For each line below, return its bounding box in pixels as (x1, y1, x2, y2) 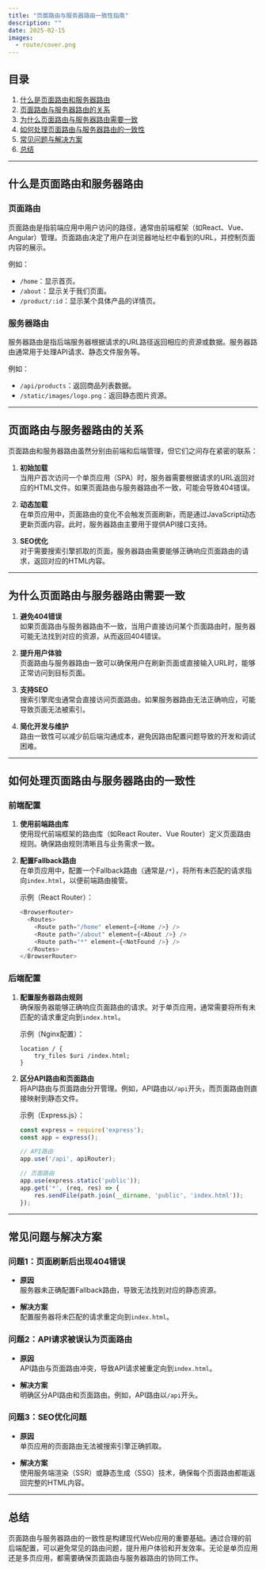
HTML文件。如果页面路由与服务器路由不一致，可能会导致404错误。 (33, 483, 255, 492)
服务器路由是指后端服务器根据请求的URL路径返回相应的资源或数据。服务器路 (8, 337, 258, 346)
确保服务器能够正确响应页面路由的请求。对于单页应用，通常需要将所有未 (19, 1002, 256, 1011)
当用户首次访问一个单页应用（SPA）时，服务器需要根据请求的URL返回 (19, 472, 248, 482)
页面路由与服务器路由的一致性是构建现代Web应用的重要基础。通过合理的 (8, 1533, 245, 1542)
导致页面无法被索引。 (19, 705, 89, 714)
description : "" (8, 19, 62, 27)
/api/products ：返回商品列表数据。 (19, 380, 136, 390)
